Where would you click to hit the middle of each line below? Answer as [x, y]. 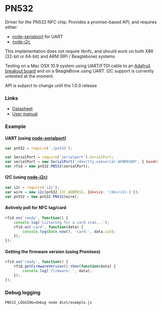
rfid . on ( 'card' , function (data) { [49, 227]
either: [11, 27]
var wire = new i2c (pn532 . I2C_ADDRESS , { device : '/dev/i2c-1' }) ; [72, 192]
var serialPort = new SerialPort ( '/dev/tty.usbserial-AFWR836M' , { [75, 162]
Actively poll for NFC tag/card [36, 208]
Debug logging [23, 292]
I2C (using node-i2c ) [26, 177]
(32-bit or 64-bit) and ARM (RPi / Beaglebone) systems [60, 56]
